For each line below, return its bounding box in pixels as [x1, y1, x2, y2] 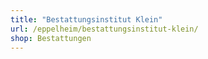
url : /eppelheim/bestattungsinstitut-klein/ [10, 24, 199, 34]
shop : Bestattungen [10, 33, 92, 43]
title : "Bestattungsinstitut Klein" [10, 14, 163, 25]
